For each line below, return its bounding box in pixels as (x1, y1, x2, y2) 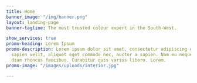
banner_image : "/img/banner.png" (6, 14, 88, 20)
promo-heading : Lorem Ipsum (6, 41, 75, 47)
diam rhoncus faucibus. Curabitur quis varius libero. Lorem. (11, 57, 167, 63)
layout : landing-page (6, 19, 59, 25)
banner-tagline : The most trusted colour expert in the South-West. (6, 25, 177, 31)
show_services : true (6, 36, 57, 41)
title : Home (6, 8, 35, 15)
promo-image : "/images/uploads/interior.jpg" (6, 63, 119, 68)
